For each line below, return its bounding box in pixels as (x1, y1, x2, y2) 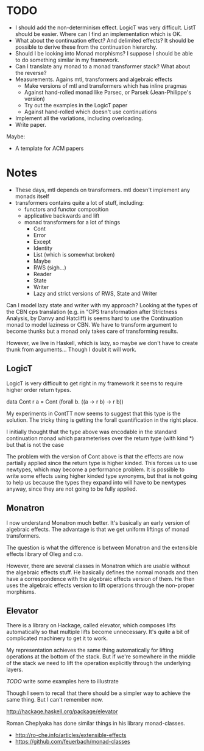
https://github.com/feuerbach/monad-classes (15, 738, 130, 746)
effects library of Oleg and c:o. (6, 550, 83, 558)
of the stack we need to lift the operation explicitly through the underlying (6, 660, 191, 667)
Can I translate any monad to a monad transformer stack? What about (15, 62, 191, 70)
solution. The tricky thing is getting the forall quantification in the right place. (6, 416, 199, 424)
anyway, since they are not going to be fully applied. (6, 485, 138, 493)
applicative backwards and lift (24, 212, 100, 219)
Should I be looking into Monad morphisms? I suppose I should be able (15, 49, 193, 57)
